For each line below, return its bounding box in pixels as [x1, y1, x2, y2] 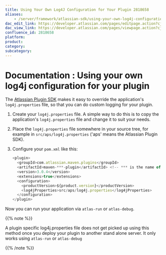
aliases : [5, 12, 23, 17]
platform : [5, 35, 26, 40]
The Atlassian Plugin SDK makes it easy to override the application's [5, 97, 144, 103]
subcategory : [5, 48, 32, 53]
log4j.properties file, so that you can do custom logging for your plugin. [5, 102, 154, 108]
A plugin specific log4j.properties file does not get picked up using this [5, 225, 149, 231]
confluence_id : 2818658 [5, 30, 54, 35]
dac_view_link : [5, 26, 37, 31]
